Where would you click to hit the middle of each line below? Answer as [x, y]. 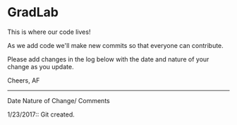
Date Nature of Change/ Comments [59, 100]
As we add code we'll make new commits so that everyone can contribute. [115, 45]
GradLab [33, 12]
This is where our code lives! [49, 32]
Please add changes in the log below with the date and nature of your [108, 59]
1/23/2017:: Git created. [41, 114]
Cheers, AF [24, 80]
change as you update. [41, 66]
